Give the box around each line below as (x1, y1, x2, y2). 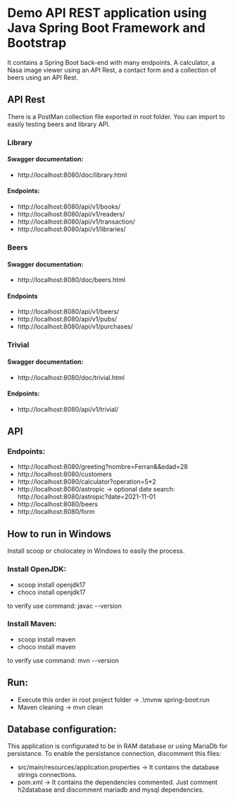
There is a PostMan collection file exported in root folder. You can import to (7, 112, 225, 121)
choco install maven (17, 642, 76, 651)
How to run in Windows (7, 527, 111, 540)
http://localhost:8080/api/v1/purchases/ (17, 322, 134, 331)
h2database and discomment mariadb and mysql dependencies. (17, 785, 204, 794)
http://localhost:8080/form (17, 508, 95, 516)
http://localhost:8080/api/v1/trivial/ (17, 405, 119, 413)
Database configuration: (7, 723, 117, 735)
